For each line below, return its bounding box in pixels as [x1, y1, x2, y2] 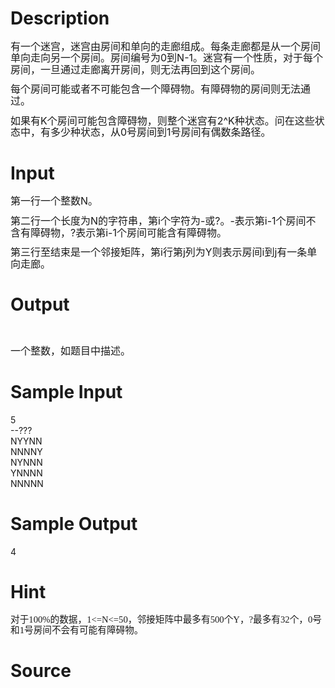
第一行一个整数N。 [10, 194, 99, 208]
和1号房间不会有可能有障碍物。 [10, 624, 144, 636]
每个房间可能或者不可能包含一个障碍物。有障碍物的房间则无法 [10, 82, 302, 96]
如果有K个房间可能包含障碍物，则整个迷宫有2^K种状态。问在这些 [10, 113, 315, 127]
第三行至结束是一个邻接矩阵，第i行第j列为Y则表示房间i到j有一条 [10, 245, 308, 259]
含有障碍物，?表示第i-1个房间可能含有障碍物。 [10, 225, 227, 239]
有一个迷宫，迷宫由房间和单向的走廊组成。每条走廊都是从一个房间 [10, 39, 322, 53]
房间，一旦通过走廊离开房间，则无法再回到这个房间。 [10, 62, 262, 76]
